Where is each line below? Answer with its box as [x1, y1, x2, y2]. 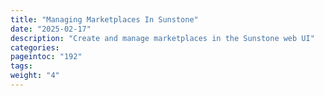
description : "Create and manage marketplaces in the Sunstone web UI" [10, 33, 315, 43]
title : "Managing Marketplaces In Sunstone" [10, 14, 199, 25]
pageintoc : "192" [10, 52, 83, 62]
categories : [10, 42, 60, 53]
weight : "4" [10, 71, 60, 81]
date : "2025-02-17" [10, 24, 92, 34]
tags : [10, 61, 33, 71]
